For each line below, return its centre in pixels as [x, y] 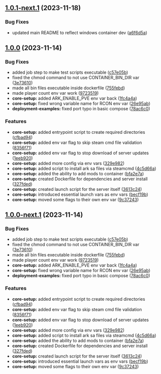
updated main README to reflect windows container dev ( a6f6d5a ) [80, 32]
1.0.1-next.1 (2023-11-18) [43, 8]
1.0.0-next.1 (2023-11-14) [44, 215]
